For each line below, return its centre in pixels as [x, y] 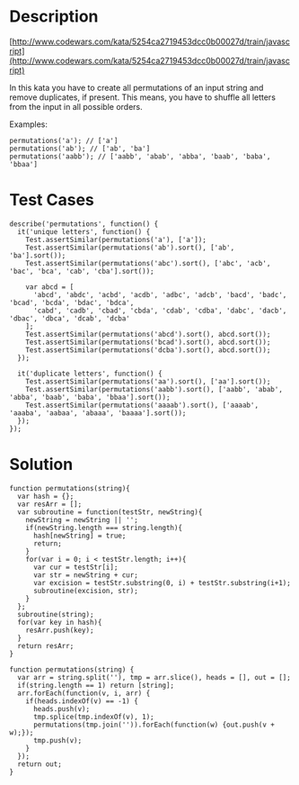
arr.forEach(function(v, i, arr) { [84, 693]
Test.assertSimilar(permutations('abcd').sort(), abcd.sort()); [148, 334]
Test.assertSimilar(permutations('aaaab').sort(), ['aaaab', [142, 405]
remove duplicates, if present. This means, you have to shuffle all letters [143, 97]
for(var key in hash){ [60, 622]
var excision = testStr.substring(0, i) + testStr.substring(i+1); [162, 582]
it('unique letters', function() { [84, 231]
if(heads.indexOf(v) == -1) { [82, 701]
